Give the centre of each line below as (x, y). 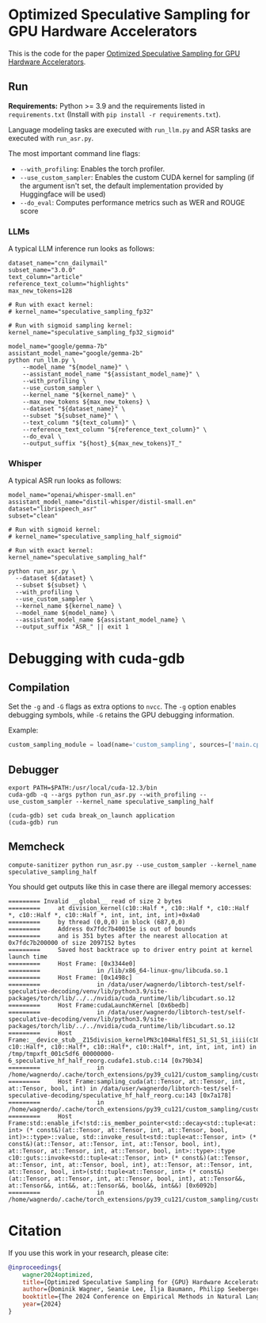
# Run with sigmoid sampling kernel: (70, 326)
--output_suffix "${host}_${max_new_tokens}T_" (102, 444)
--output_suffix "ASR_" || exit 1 (72, 627)
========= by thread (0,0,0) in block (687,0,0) (97, 922)
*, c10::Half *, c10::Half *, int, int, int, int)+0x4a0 (104, 915)
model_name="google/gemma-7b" (58, 346)
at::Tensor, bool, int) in (53, 1088)
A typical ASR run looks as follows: (65, 480)
